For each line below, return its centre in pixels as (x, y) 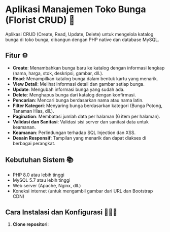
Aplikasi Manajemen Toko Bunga (76, 9)
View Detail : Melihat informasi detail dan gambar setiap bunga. (78, 84)
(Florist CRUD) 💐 (40, 20)
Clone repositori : (31, 224)
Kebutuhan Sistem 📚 (39, 160)
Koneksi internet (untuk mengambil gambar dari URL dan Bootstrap (83, 191)
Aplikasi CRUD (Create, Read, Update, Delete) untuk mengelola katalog (79, 34)
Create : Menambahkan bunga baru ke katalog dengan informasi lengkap (89, 68)
